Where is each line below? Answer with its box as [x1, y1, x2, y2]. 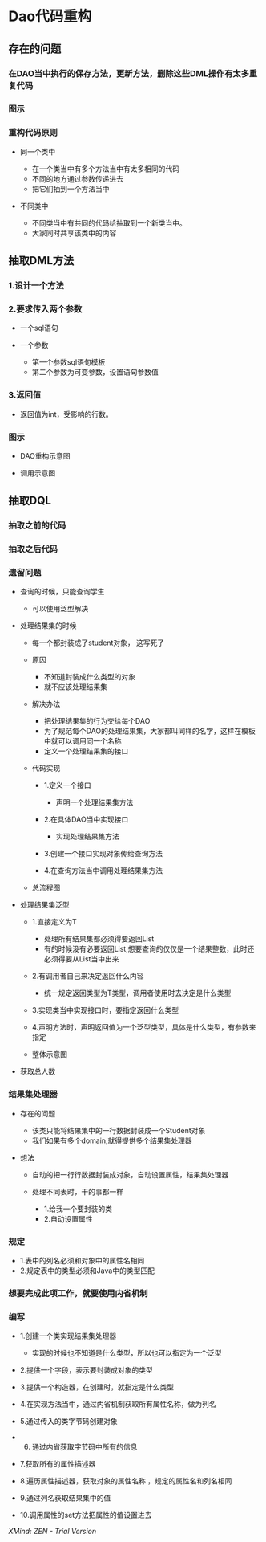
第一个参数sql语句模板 [31, 357, 106, 367]
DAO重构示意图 [19, 451, 71, 460]
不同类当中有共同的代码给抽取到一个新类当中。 [31, 218, 187, 227]
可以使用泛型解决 [31, 604, 89, 614]
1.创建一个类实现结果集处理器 [19, 1331, 117, 1341]
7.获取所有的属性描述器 [19, 1459, 96, 1469]
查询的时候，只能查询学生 [19, 587, 105, 597]
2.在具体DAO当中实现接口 [43, 814, 129, 824]
